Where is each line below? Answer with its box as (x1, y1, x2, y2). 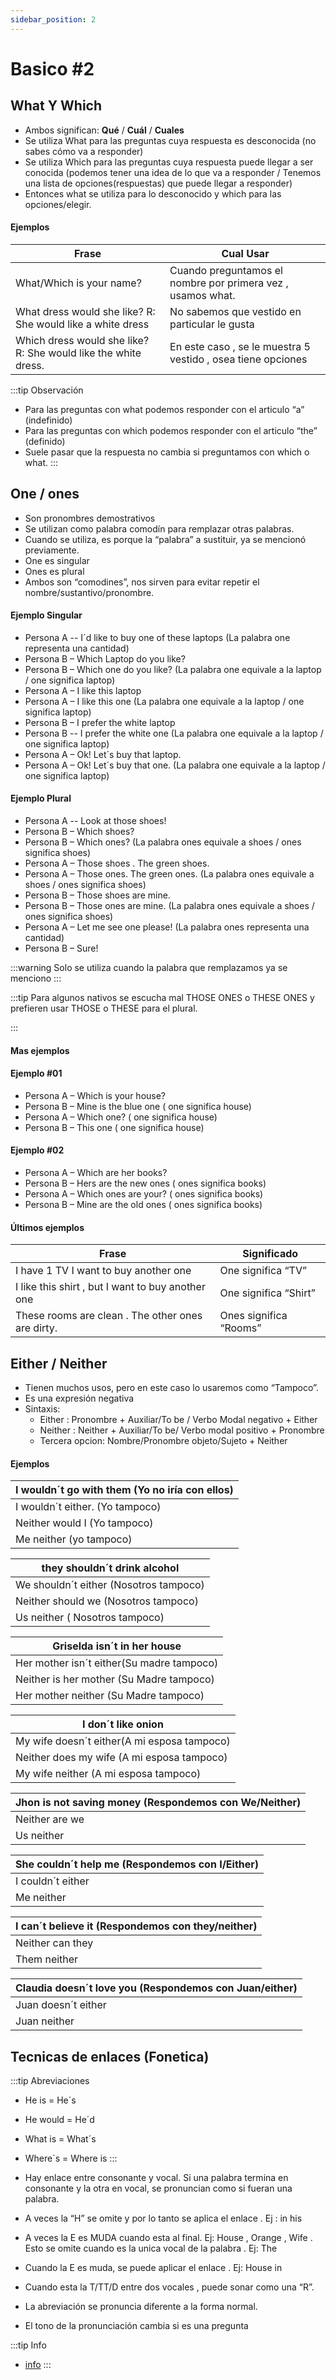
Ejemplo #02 (10, 1144, 65, 1156)
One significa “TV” (219, 1264, 307, 1278)
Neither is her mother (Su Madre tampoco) (15, 1672, 215, 1686)
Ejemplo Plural (10, 792, 72, 805)
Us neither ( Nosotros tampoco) (15, 1611, 165, 1625)
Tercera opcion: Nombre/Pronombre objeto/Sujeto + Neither (39, 1435, 288, 1447)
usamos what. (169, 288, 236, 302)
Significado (242, 1247, 299, 1261)
